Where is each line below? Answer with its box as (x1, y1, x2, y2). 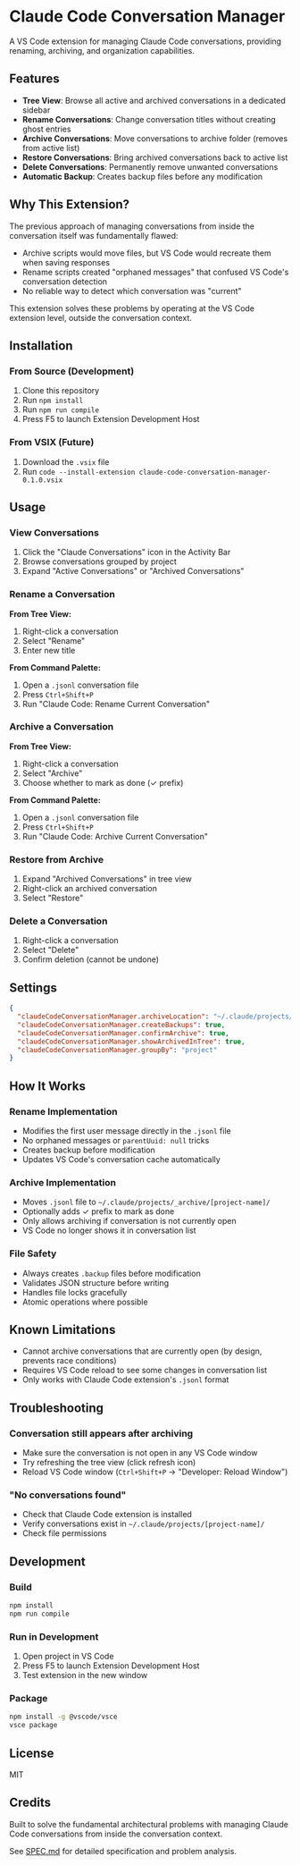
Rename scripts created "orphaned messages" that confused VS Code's (21, 266, 289, 277)
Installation (9, 338, 73, 353)
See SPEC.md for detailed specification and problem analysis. (9, 1845, 237, 1856)
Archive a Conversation (9, 721, 114, 733)
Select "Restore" (21, 892, 84, 904)
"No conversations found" (9, 1489, 127, 1501)
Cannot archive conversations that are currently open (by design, (21, 1346, 262, 1356)
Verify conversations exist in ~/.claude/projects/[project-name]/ (21, 1518, 265, 1530)
